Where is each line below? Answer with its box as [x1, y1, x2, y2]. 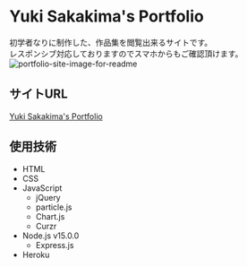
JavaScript [21, 182, 63, 194]
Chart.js [35, 211, 65, 221]
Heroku [21, 249, 50, 260]
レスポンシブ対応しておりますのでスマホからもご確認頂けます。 [9, 47, 243, 59]
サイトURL [9, 87, 69, 102]
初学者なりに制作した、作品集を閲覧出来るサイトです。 [9, 37, 213, 47]
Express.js [35, 239, 74, 250]
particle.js [35, 202, 72, 212]
